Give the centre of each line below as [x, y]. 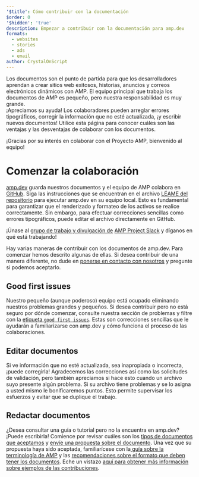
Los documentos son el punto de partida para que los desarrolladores [91, 79]
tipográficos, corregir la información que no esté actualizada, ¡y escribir [94, 116]
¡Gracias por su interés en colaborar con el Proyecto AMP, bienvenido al [94, 141]
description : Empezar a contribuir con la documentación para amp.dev [95, 28]
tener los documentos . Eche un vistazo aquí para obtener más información [97, 462]
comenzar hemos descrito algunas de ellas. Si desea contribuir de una [92, 255]
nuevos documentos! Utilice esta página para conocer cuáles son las [91, 123]
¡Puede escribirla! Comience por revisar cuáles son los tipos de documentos [99, 436]
